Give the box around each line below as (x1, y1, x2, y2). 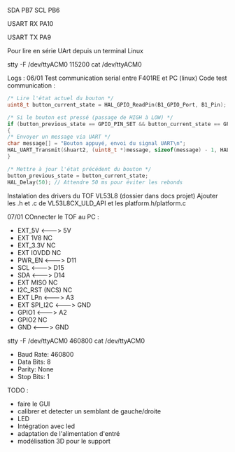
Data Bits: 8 (17, 357, 51, 366)
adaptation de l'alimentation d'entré (17, 429, 120, 437)
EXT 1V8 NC (17, 233, 52, 242)
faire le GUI (17, 399, 50, 408)
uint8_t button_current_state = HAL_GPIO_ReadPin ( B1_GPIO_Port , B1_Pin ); (7, 101, 227, 108)
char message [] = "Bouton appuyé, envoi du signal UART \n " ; (7, 140, 187, 147)
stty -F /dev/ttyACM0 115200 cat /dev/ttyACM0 (7, 60, 142, 69)
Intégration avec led (17, 422, 76, 430)
